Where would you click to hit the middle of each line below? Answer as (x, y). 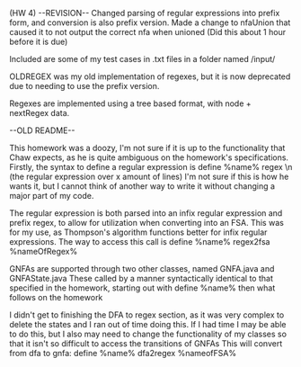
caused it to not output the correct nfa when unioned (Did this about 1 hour (147, 32)
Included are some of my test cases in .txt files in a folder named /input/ (142, 59)
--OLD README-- (42, 130)
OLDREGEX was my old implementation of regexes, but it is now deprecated (150, 76)
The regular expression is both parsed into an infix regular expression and (146, 213)
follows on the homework (56, 297)
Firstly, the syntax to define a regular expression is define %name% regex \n (151, 167)
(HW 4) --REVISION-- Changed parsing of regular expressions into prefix (145, 13)
